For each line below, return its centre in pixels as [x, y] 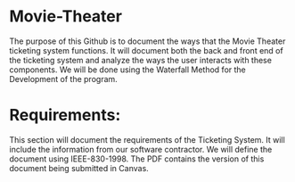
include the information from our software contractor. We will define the [141, 149]
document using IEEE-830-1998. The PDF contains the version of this [137, 159]
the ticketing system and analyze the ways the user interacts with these [140, 60]
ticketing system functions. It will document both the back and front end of [146, 50]
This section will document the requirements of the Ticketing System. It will [147, 139]
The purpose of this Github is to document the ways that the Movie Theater [147, 41]
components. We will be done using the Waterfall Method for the [128, 70]
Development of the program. [63, 79]
